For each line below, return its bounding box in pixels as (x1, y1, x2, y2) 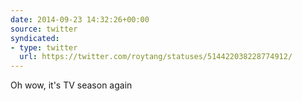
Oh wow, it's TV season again (10, 79, 133, 91)
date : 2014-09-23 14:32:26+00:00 (10, 14, 150, 25)
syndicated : (10, 33, 60, 43)
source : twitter (10, 24, 78, 34)
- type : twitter (10, 42, 78, 53)
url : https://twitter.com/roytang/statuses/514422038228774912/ (19, 52, 293, 62)
